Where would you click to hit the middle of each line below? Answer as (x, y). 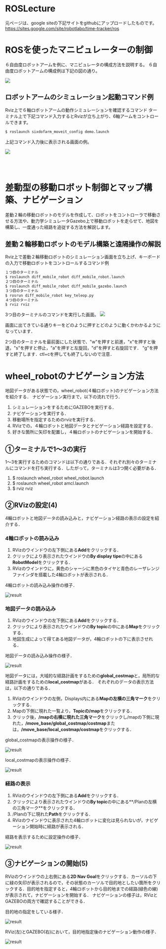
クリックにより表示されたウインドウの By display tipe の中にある (78, 556)
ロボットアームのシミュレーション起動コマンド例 (80, 97)
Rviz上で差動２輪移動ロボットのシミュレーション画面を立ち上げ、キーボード (83, 257)
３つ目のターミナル (22, 291)
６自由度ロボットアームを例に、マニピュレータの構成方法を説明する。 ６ (79, 64)
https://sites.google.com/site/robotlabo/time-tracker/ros (62, 28)
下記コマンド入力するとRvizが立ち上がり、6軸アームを (82, 116)
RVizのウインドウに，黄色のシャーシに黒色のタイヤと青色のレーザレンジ (86, 568)
